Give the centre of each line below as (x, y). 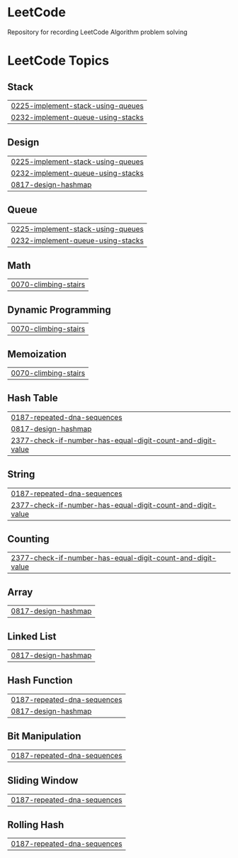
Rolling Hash (36, 824)
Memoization (37, 354)
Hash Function (40, 680)
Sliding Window (43, 781)
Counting (28, 539)
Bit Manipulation (44, 736)
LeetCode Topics (58, 61)
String (21, 475)
